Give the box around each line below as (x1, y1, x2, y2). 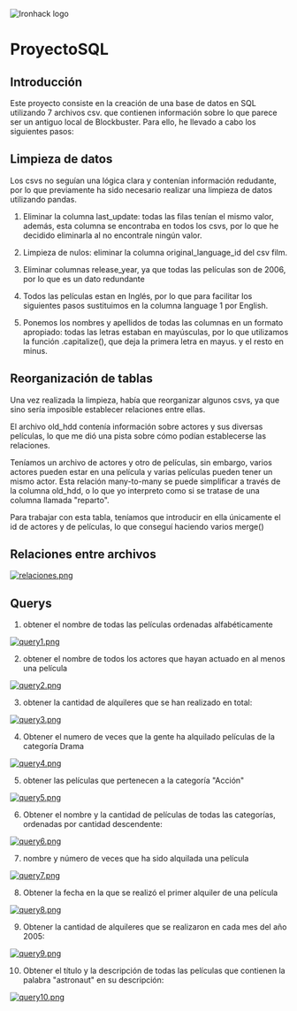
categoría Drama (22, 741, 85, 752)
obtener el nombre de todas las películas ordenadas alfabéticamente (22, 619, 273, 630)
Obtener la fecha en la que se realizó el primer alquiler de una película (22, 887, 278, 898)
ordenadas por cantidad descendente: (22, 819, 163, 830)
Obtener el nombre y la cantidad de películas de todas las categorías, (22, 809, 277, 820)
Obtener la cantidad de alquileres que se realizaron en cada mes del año (22, 922, 287, 932)
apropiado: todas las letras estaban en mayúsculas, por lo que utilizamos (22, 326, 289, 337)
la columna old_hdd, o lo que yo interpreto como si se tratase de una (10, 485, 260, 495)
